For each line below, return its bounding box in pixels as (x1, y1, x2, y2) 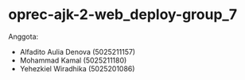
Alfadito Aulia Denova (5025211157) (19, 47, 136, 56)
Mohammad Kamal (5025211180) (19, 55, 127, 65)
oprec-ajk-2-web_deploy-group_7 (8, 6, 237, 24)
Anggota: (8, 32, 39, 41)
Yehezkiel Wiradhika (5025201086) (19, 63, 135, 73)
